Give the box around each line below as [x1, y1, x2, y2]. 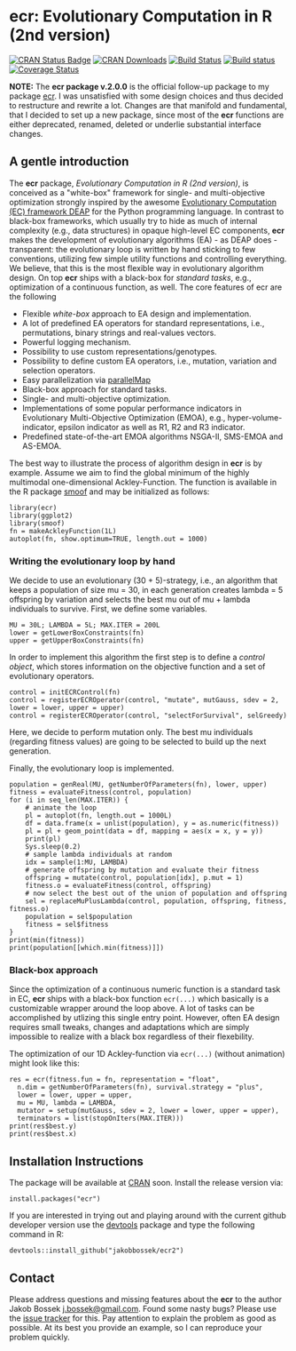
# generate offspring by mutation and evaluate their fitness [25, 866, 260, 875]
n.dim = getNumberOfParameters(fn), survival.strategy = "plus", [17, 1083, 264, 1092]
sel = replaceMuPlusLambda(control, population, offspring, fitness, [25, 897, 288, 906]
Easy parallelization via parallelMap [21, 374, 152, 385]
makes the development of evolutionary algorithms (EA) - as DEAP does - [9, 234, 277, 245]
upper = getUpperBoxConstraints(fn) [9, 636, 144, 645]
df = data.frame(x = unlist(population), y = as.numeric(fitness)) [25, 819, 279, 828]
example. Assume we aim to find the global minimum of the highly [9, 467, 250, 477]
